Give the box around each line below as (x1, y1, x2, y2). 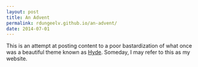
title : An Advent (6, 14, 50, 21)
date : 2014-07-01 (6, 25, 50, 32)
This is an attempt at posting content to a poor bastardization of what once (6, 42, 193, 49)
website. (6, 55, 28, 62)
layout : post (6, 8, 39, 15)
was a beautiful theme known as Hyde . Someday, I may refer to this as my (6, 49, 190, 56)
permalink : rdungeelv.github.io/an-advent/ (6, 20, 118, 26)
